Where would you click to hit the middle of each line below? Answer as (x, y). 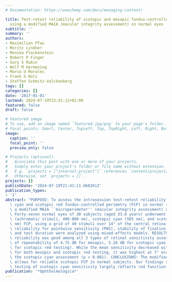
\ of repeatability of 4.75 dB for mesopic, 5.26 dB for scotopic (82, 243)
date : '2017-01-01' (26, 95)
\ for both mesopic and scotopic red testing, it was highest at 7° (84, 252)
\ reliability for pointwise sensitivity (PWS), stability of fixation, (89, 229)
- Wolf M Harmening (26, 67)
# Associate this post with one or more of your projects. (72, 162)
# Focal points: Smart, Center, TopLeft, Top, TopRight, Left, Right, (82, 129)
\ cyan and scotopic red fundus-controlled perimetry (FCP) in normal (87, 205)
